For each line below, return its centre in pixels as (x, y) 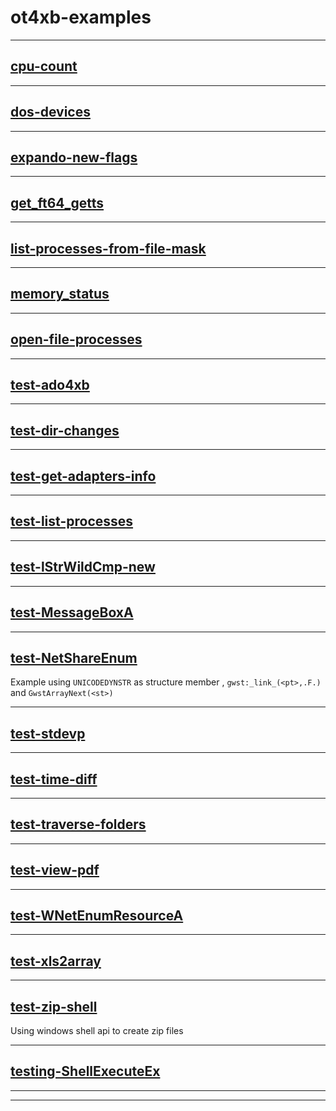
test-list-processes (72, 521)
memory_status (60, 294)
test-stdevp (48, 733)
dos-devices (50, 112)
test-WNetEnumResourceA (97, 915)
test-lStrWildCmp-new (83, 567)
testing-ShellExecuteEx (85, 1071)
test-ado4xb (50, 385)
